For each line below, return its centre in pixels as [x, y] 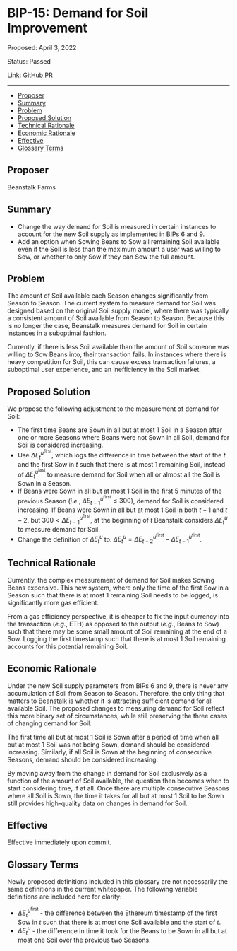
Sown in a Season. [44, 483]
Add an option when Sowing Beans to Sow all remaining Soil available [119, 241]
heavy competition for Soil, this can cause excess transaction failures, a [112, 362]
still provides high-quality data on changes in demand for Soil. [98, 803]
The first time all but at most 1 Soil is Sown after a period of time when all [113, 737]
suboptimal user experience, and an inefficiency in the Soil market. [104, 370]
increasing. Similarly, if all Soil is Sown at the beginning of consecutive [110, 752]
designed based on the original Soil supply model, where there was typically [118, 311]
